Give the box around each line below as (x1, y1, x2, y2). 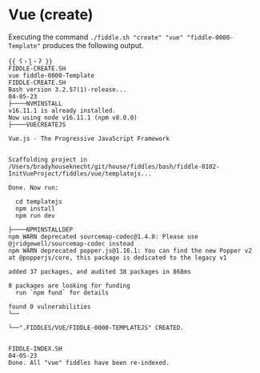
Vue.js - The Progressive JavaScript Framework (8, 134, 170, 142)
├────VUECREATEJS (8, 120, 66, 129)
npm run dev (15, 211, 56, 219)
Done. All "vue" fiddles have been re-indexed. (8, 359, 170, 367)
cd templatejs (15, 198, 62, 206)
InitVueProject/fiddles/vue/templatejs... (8, 170, 152, 178)
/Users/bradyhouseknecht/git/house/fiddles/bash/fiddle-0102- (8, 162, 220, 170)
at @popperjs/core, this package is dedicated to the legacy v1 (8, 254, 227, 262)
